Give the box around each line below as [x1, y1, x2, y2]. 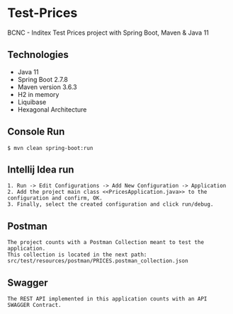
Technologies [7, 49, 69, 61]
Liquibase [17, 98, 47, 106]
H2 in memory [17, 90, 59, 98]
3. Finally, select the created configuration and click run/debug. [7, 201, 214, 208]
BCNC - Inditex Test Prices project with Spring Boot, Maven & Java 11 [7, 28, 209, 37]
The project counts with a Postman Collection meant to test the [7, 239, 204, 246]
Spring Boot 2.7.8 [17, 75, 69, 83]
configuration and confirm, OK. [7, 194, 103, 202]
